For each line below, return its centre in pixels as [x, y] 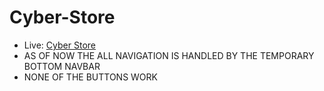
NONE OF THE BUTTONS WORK [90, 77]
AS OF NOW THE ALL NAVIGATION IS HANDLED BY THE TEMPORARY [169, 55]
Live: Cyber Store [59, 45]
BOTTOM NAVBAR [62, 66]
